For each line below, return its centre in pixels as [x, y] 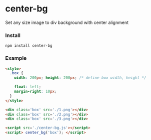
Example [16, 58]
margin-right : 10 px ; [35, 92]
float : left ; [28, 87]
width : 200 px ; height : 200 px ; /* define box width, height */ [80, 78]
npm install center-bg [29, 46]
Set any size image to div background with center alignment [67, 22]
